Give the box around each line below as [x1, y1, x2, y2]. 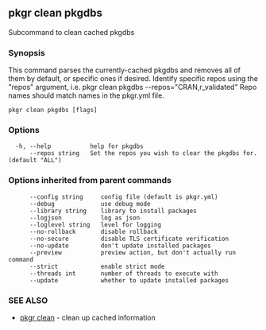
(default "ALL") [8, 157, 62, 165]
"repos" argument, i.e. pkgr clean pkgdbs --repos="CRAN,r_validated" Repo [8, 83, 257, 92]
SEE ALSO [8, 294, 48, 305]
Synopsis [8, 47, 45, 58]
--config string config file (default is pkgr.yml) [29, 192, 218, 201]
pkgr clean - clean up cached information [19, 313, 156, 322]
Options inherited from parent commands [8, 175, 172, 186]
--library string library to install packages [29, 207, 197, 215]
